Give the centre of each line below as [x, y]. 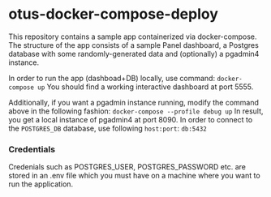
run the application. [41, 184]
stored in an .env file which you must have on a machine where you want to [135, 176]
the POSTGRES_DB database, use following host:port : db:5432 [108, 128]
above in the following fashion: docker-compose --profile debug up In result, [136, 111]
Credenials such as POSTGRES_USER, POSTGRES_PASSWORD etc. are [127, 167]
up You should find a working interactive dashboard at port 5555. [146, 87]
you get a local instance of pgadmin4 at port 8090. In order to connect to [131, 119]
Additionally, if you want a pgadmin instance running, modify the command [134, 102]
